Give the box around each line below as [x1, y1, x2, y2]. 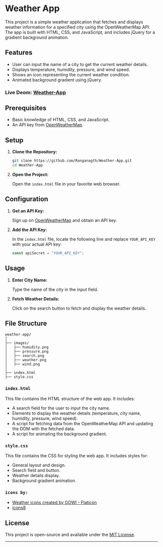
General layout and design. [12, 462, 66, 468]
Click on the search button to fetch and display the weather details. [12, 305, 147, 311]
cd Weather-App [12, 163, 43, 168]
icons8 [12, 505, 26, 511]
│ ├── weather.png [5, 358, 47, 363]
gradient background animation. [5, 34, 69, 40]
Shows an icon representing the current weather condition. [12, 71, 130, 78]
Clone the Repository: [12, 149, 57, 155]
